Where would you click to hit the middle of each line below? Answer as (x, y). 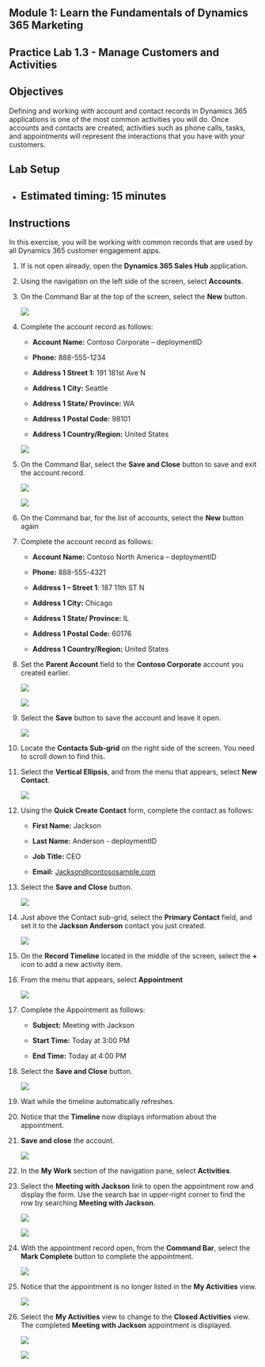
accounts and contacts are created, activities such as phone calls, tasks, (127, 128)
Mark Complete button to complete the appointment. (107, 1257)
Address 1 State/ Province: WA (83, 404)
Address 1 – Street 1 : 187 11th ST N (88, 588)
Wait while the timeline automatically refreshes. (97, 1102)
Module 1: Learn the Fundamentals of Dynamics (129, 13)
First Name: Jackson (66, 826)
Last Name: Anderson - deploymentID (95, 841)
